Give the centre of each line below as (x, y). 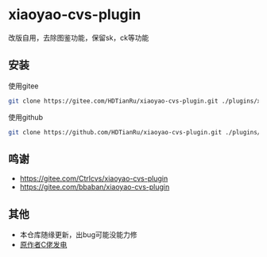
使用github (26, 117)
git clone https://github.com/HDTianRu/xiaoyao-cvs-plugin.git (115, 132)
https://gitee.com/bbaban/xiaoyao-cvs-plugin (95, 187)
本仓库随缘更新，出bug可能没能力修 (78, 235)
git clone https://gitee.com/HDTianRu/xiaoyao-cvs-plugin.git (113, 101)
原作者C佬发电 (43, 245)
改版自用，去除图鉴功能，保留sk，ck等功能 (79, 37)
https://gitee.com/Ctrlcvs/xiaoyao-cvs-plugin (94, 179)
